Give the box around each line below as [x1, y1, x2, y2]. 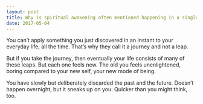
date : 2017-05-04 [6, 20, 50, 26]
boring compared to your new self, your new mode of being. [6, 68, 156, 75]
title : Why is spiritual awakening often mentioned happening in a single [6, 15, 199, 21]
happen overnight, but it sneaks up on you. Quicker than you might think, [6, 86, 188, 93]
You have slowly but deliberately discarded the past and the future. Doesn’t [6, 79, 194, 86]
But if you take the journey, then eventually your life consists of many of [6, 55, 185, 62]
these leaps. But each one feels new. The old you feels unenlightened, [6, 61, 181, 68]
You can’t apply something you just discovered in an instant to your [6, 37, 173, 44]
